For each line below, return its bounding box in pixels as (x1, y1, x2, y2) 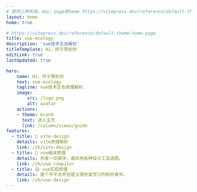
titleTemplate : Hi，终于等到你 (6, 46, 77, 53)
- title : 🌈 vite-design (11, 133, 69, 140)
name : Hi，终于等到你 (16, 73, 64, 79)
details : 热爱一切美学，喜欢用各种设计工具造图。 (16, 155, 124, 161)
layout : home (6, 14, 38, 20)
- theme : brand (16, 112, 54, 117)
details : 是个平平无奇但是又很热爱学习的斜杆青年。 (16, 171, 128, 178)
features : (6, 128, 30, 134)
